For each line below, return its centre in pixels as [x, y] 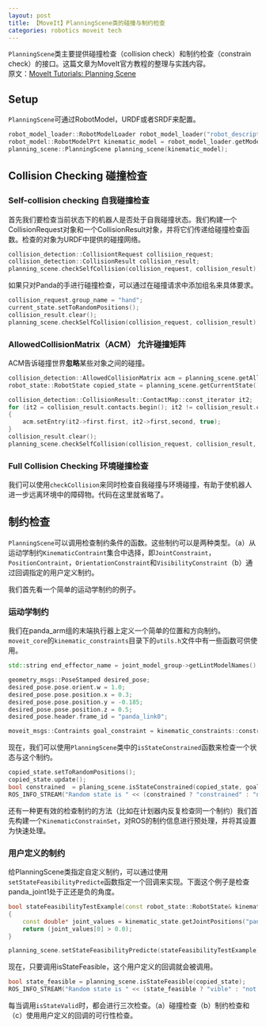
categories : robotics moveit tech [65, 30]
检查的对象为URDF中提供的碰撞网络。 [83, 239]
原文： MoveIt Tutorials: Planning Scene [72, 74]
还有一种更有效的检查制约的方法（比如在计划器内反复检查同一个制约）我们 [129, 810]
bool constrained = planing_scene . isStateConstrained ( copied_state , [125, 787]
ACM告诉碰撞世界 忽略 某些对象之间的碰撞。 [79, 363]
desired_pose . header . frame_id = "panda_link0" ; [88, 717]
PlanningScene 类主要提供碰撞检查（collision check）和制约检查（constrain [130, 54]
